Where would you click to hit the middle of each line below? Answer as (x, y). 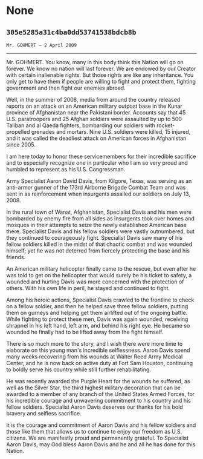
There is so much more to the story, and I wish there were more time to (95, 344)
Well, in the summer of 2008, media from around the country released (93, 100)
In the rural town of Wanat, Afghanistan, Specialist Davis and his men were (99, 212)
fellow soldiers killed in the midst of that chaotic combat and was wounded (99, 244)
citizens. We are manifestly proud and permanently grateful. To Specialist (98, 438)
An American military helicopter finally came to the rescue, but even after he (101, 269)
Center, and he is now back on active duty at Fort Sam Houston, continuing (100, 363)
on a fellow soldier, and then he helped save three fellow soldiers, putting (97, 306)
